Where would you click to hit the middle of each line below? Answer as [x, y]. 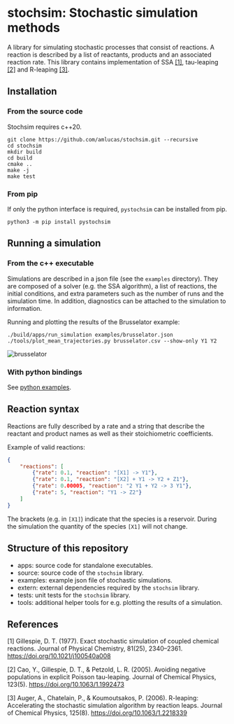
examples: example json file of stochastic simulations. [95, 580]
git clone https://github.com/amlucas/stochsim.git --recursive [103, 139]
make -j [19, 170]
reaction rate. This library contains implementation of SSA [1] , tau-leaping [113, 62]
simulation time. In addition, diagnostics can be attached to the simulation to [117, 301]
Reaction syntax [43, 409]
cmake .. [20, 164]
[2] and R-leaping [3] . [38, 69]
